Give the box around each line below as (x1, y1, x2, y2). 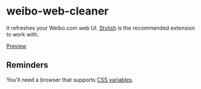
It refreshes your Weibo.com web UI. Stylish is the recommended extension (6, 24, 196, 31)
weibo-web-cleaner (6, 4, 109, 18)
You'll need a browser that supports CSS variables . (6, 76, 134, 83)
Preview (6, 42, 27, 50)
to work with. (6, 30, 39, 38)
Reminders (6, 60, 49, 70)
